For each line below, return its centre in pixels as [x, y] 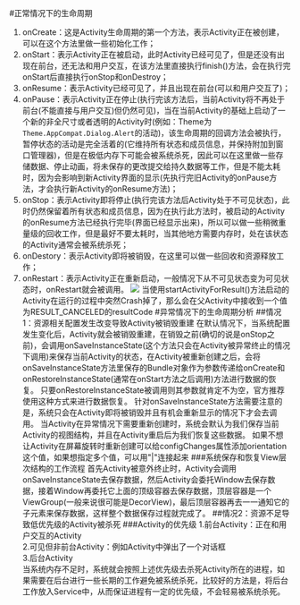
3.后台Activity [47, 558]
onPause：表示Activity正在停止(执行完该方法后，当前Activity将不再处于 [154, 99]
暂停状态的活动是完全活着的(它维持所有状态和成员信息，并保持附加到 [149, 144]
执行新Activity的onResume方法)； [116, 189]
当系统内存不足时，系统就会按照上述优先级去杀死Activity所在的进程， [150, 569]
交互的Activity [56, 536]
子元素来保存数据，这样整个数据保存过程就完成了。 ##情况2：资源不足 [152, 513]
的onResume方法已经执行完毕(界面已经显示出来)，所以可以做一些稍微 [150, 222]
